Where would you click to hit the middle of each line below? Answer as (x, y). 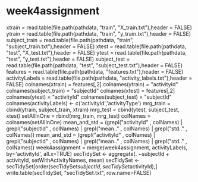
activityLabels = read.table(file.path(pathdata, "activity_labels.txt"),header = (99, 78)
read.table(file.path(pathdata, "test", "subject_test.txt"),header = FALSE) (95, 65)
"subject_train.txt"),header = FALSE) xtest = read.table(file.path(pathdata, (96, 46)
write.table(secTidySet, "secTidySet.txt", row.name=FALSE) (79, 172)
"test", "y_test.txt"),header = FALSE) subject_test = (68, 59)
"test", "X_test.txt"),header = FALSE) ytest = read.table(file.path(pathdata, (97, 52)
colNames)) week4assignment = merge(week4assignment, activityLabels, (97, 148)
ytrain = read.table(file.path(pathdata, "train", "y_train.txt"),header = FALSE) (99, 33)
